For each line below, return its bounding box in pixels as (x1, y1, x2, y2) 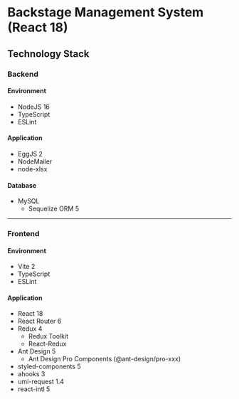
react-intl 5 (17, 385, 51, 393)
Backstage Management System (7, 4, 204, 21)
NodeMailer (17, 157, 53, 166)
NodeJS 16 (17, 102, 50, 111)
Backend (7, 69, 39, 79)
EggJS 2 (17, 149, 43, 158)
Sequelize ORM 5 (28, 204, 80, 213)
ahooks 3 (17, 370, 46, 378)
